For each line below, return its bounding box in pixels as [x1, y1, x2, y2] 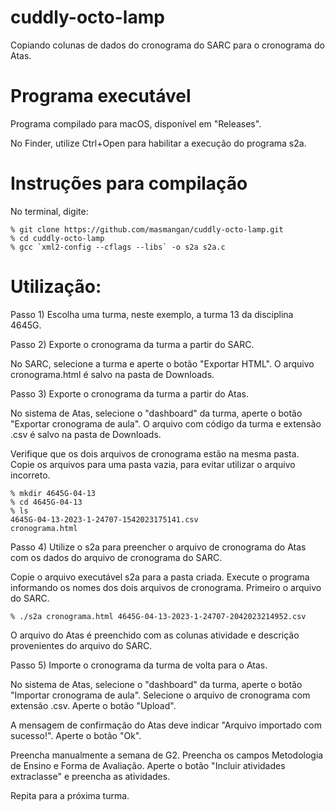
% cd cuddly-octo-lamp [10, 233, 105, 243]
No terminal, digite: [10, 205, 89, 217]
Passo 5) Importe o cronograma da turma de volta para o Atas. [10, 659, 268, 671]
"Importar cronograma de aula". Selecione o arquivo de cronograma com [10, 689, 311, 701]
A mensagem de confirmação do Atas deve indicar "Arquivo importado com [10, 719, 322, 731]
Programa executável [10, 85, 192, 108]
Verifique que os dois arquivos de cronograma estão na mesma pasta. [10, 447, 300, 460]
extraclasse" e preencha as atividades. [10, 770, 171, 782]
